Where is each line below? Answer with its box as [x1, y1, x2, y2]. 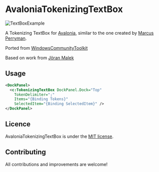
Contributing [5, 148, 46, 156]
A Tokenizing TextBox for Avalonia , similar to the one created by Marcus [5, 30, 154, 36]
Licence [5, 120, 31, 129]
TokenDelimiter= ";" [14, 92, 55, 97]
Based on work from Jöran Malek [5, 54, 74, 61]
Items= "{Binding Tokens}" [14, 97, 69, 102]
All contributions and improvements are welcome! [5, 161, 108, 167]
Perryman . [5, 35, 27, 41]
